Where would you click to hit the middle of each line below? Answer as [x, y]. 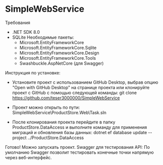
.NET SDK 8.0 [26, 32]
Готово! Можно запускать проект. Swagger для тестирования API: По [78, 147]
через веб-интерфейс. [29, 157]
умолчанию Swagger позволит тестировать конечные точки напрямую [80, 152]
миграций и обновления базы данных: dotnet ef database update [80, 132]
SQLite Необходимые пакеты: [43, 37]
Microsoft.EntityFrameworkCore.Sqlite [58, 47]
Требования [18, 23]
